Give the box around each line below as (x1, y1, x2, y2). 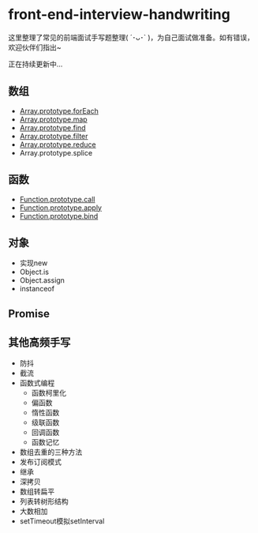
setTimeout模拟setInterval (19, 516, 105, 526)
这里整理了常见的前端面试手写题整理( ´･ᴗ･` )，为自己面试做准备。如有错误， (8, 32, 254, 42)
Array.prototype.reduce (19, 140, 96, 149)
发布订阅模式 (19, 456, 62, 467)
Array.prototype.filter (19, 131, 88, 141)
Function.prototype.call (19, 194, 95, 204)
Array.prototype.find (19, 122, 86, 132)
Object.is (19, 267, 50, 277)
